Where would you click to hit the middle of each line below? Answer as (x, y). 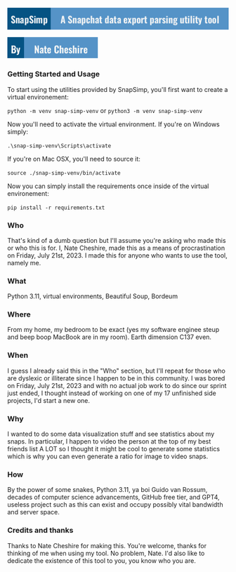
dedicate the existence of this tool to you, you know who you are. (102, 560)
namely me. (24, 262)
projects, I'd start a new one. (48, 400)
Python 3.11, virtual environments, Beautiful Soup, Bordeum (92, 296)
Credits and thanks (40, 531)
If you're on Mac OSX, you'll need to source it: (74, 159)
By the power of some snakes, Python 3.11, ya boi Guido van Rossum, (107, 490)
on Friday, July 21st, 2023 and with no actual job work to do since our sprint (117, 385)
